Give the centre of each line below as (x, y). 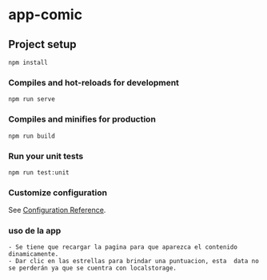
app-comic (45, 15)
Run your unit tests (46, 156)
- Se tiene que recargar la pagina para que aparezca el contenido (123, 247)
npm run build (32, 136)
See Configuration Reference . (57, 210)
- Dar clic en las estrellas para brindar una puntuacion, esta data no (134, 262)
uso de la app (35, 231)
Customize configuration (58, 192)
